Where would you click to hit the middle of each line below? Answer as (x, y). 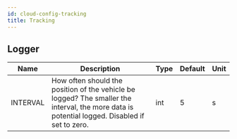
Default (193, 69)
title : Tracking (31, 20)
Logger (24, 49)
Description (100, 69)
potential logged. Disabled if (98, 116)
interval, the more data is (93, 107)
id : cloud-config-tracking (47, 14)
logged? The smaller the (92, 98)
